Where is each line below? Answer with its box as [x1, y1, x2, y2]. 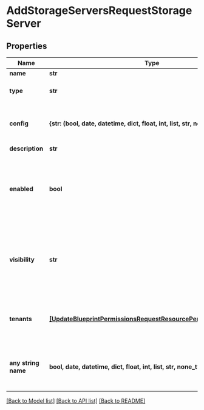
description [9, 144, 44, 153]
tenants [9, 314, 32, 323]
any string [9, 359, 39, 367]
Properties [6, 41, 47, 51]
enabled [9, 185, 33, 193]
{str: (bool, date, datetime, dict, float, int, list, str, [49, 119, 192, 128]
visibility [9, 255, 35, 263]
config [9, 119, 29, 128]
